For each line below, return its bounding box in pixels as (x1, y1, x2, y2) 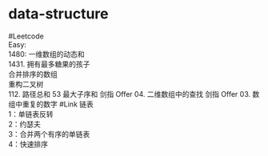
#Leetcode (8, 31, 44, 41)
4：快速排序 (8, 139, 49, 149)
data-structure (8, 5, 109, 23)
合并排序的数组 (8, 69, 58, 78)
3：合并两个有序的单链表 (8, 129, 90, 138)
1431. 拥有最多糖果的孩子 (8, 59, 90, 69)
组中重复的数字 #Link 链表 (8, 99, 94, 109)
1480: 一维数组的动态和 (8, 49, 86, 58)
